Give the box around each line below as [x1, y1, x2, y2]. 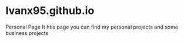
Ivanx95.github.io [5, 4, 95, 17]
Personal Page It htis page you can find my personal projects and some [5, 23, 179, 30]
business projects [5, 29, 49, 36]
